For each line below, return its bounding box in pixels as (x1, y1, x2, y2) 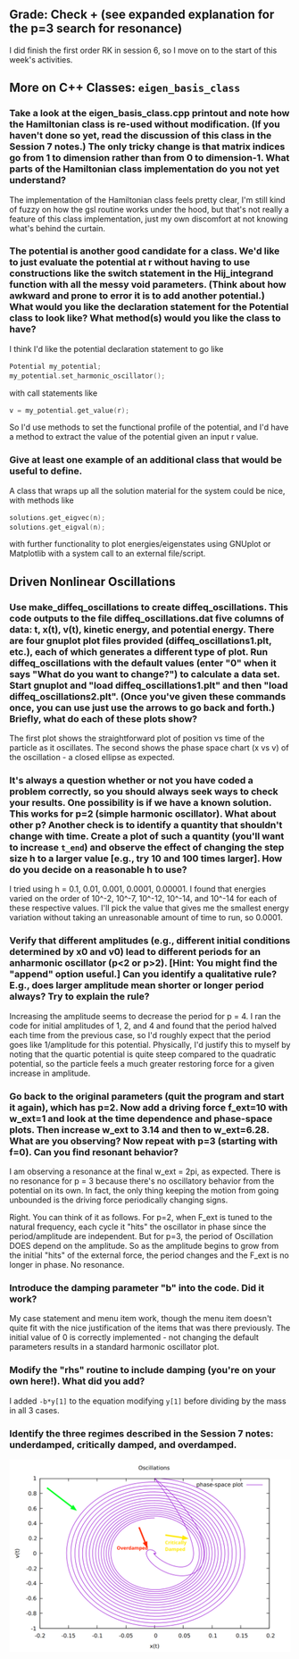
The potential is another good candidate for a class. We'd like (9, 245, 280, 257)
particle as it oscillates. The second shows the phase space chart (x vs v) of (9, 742, 289, 753)
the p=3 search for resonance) (9, 21, 183, 37)
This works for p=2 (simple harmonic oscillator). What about (9, 808, 277, 820)
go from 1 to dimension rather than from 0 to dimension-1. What (9, 152, 290, 164)
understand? (9, 174, 67, 187)
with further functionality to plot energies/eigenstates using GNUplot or (9, 539, 271, 549)
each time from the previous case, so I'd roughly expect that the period (9, 1029, 271, 1040)
